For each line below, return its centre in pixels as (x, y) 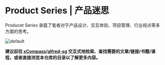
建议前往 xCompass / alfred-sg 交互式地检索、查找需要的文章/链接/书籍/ (78, 51)
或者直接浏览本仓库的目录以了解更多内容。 (57, 57)
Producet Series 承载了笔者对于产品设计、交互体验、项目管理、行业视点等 (81, 25)
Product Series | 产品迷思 (57, 11)
